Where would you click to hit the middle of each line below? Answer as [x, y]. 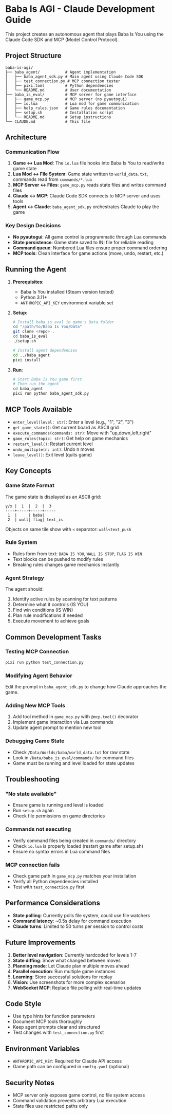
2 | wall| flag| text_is [35, 520]
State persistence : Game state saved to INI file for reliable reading [83, 242]
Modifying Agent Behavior [39, 675]
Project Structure [33, 56]
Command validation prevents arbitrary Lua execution [70, 1100]
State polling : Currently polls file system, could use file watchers [81, 915]
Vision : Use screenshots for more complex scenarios [69, 982]
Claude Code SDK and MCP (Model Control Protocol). [62, 40]
